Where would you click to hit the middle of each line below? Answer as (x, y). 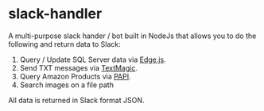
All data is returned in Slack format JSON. (76, 100)
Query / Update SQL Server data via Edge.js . (93, 59)
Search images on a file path (66, 85)
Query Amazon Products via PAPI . (75, 76)
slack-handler (55, 14)
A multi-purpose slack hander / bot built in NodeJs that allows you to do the (132, 36)
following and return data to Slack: (64, 44)
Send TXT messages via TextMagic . (78, 67)
